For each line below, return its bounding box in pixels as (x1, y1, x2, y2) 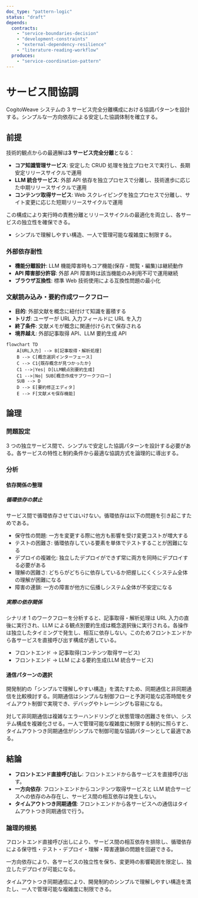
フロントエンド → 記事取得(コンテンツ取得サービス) (14, 649, 140, 656)
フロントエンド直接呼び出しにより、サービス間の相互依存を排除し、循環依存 (6, 838, 192, 845)
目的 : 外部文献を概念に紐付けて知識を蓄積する (14, 307, 127, 315)
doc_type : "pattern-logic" (6, 8, 72, 15)
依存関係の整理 (6, 481, 42, 488)
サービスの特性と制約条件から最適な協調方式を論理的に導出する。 (21, 449, 181, 456)
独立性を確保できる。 (21, 219, 74, 226)
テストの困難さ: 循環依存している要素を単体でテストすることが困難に (14, 539, 183, 547)
